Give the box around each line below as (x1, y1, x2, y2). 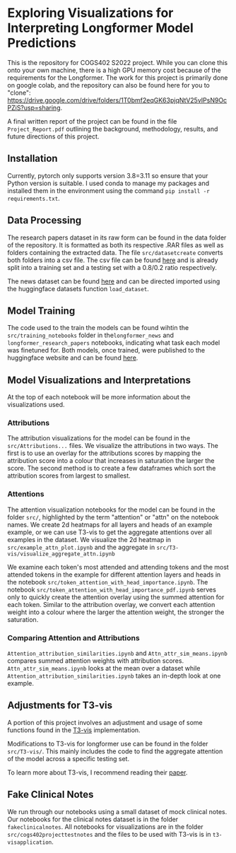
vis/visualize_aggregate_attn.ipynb (7, 550, 115, 558)
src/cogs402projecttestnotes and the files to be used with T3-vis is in (7, 830, 211, 838)
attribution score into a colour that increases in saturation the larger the (7, 457, 215, 465)
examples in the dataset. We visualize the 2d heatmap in (7, 535, 172, 543)
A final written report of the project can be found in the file (7, 117, 177, 125)
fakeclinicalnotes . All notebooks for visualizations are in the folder (7, 822, 203, 831)
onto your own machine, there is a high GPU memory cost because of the (7, 66, 221, 74)
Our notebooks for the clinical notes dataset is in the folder (7, 815, 179, 823)
